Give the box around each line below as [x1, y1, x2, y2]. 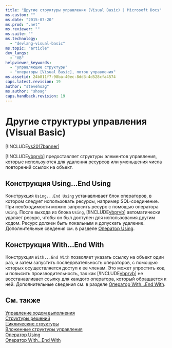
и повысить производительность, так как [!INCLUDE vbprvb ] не [5, 270, 143, 276]
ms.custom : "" [5, 12, 36, 17]
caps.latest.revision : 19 [5, 79, 61, 84]
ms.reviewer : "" [5, 27, 40, 32]
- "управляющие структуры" [10, 65, 68, 70]
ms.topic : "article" [5, 46, 50, 51]
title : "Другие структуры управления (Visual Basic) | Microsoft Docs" [5, 7, 162, 13]
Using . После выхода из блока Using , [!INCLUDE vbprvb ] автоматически [5, 209, 161, 216]
